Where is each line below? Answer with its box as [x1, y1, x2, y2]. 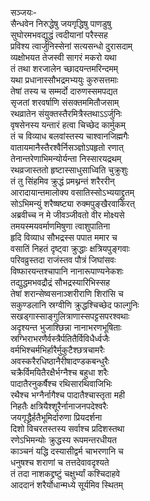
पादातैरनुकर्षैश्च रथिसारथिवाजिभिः [10, 378, 113, 389]
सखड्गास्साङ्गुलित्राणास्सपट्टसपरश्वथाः [10, 310, 130, 322]
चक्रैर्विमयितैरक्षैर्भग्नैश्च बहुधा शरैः [10, 367, 109, 378]
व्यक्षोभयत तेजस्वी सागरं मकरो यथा [10, 52, 117, 63]
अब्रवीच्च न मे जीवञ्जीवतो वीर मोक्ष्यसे [10, 209, 125, 221]
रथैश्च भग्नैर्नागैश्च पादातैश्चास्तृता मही [10, 389, 125, 401]
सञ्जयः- [10, 7, 37, 18]
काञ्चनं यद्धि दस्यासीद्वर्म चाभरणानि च [10, 445, 124, 457]
